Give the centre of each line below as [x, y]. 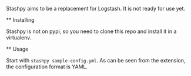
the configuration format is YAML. [47, 67]
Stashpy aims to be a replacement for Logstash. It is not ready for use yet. [96, 9]
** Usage [17, 49]
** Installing [20, 20]
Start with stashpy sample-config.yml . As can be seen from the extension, [96, 60]
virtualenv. [19, 37]
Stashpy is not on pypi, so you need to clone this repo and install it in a [91, 31]
